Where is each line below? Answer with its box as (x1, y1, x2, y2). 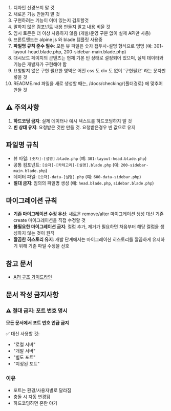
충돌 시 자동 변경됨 (13, 394, 51, 400)
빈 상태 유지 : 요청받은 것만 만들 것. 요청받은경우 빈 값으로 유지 (13, 124, 136, 130)
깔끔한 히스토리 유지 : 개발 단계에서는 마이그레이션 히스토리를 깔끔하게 (13, 236, 152, 242)
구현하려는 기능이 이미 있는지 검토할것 (13, 17, 89, 23)
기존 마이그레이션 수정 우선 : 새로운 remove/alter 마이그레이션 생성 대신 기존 (13, 211, 164, 217)
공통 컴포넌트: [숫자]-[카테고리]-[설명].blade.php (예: (13, 161, 120, 168)
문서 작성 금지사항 (6, 290, 59, 299)
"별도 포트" (13, 354, 36, 360)
